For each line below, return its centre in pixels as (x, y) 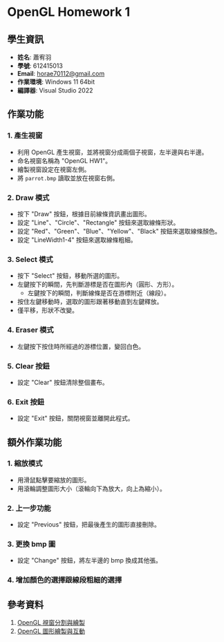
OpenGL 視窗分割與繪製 (51, 623)
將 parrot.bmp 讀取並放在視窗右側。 (68, 178)
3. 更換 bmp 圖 (31, 545)
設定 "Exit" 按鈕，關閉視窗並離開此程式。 (75, 418)
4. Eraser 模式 (30, 330)
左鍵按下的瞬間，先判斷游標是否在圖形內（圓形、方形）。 (97, 285)
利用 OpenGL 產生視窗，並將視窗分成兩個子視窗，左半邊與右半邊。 (112, 152)
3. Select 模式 (30, 259)
